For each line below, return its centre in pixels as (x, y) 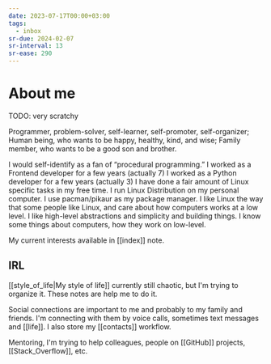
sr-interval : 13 (36, 46)
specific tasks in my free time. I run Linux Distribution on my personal (124, 190)
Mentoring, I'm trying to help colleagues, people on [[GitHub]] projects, (127, 342)
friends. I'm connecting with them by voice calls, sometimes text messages (133, 318)
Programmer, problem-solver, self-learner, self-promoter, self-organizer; (129, 131)
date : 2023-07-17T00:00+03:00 (59, 16)
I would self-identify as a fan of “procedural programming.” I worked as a (130, 164)
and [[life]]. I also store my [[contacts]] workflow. (90, 326)
